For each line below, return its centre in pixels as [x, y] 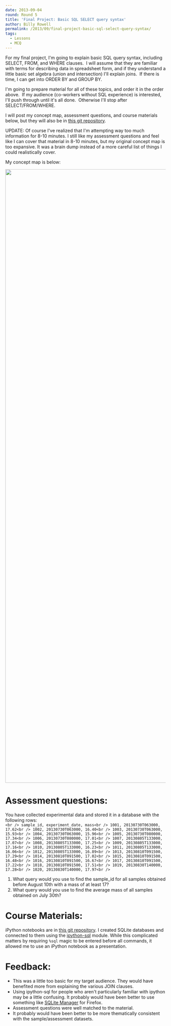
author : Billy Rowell [28, 24]
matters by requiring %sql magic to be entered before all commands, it [79, 940]
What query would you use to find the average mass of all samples [82, 890]
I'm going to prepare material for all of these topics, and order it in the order [84, 89]
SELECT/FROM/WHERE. [31, 105]
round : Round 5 [21, 15]
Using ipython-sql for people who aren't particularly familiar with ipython [89, 991]
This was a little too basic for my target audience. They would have [83, 981]
